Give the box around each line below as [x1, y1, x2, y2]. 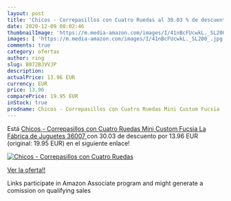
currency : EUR [7, 80, 48, 87]
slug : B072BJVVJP [7, 61, 57, 68]
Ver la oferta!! [7, 165, 46, 174]
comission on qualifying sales [7, 186, 91, 194]
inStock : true [7, 99, 48, 106]
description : [7, 67, 45, 74]
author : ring [7, 55, 45, 62]
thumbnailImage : [7, 29, 54, 36]
